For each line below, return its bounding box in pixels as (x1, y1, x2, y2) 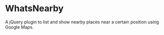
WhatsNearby (5, 3, 64, 14)
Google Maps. (5, 24, 34, 30)
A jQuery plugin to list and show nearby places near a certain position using (5, 19, 159, 25)
